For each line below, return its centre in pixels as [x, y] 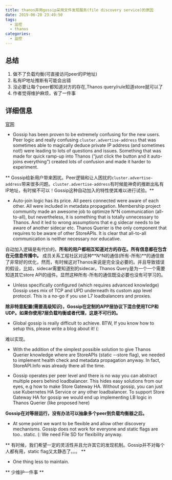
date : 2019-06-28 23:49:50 [34, 15]
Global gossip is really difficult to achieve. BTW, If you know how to [83, 323]
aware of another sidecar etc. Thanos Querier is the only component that [90, 228]
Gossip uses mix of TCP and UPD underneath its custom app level [82, 290]
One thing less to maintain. [41, 462]
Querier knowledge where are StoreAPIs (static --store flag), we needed [89, 355]
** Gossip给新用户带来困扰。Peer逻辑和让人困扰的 [59, 178]
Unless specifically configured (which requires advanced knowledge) [86, 285]
